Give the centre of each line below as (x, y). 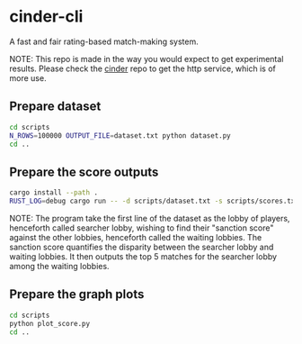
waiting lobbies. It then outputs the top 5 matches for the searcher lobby (143, 256)
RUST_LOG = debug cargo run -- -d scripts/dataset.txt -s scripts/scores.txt (154, 201)
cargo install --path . (54, 193)
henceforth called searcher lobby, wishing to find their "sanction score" (142, 228)
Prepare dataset (55, 107)
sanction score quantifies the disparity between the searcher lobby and (142, 247)
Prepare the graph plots (77, 294)
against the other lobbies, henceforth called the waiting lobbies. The (136, 237)
